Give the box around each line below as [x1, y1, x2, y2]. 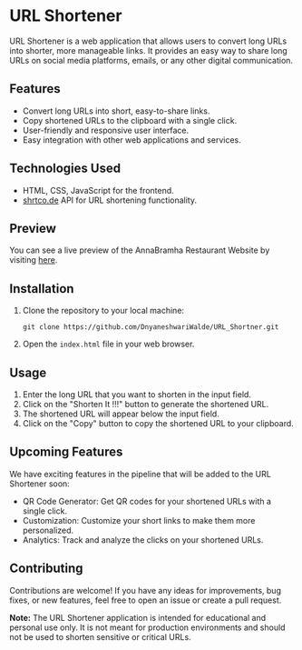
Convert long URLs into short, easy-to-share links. [22, 105, 210, 116]
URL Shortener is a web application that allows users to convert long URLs [9, 35, 287, 46]
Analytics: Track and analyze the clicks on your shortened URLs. [22, 534, 264, 545]
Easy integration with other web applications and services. [22, 134, 242, 145]
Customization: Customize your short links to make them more [22, 515, 256, 525]
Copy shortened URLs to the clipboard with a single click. [22, 115, 238, 125]
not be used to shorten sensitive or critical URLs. [9, 631, 192, 642]
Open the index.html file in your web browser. [22, 338, 195, 350]
